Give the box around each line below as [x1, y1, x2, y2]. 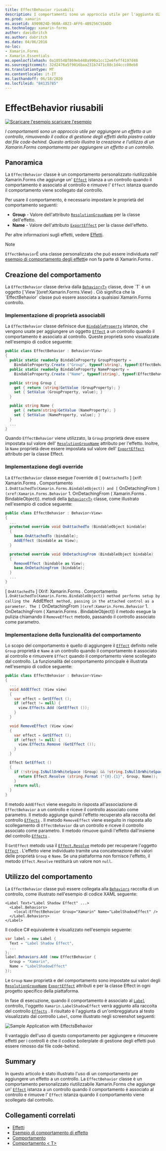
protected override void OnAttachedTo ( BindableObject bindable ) [9, 524, 147, 529]
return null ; [14, 783, 41, 788]
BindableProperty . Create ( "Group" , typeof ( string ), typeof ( [14, 363, 140, 367]
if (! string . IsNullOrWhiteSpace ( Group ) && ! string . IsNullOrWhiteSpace [14, 769, 165, 774]
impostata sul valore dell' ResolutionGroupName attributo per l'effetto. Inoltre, [5, 440, 159, 446]
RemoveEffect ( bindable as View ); [14, 561, 85, 566]
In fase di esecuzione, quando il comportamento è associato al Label [5, 997, 145, 1003]
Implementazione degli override [5, 464, 83, 471]
